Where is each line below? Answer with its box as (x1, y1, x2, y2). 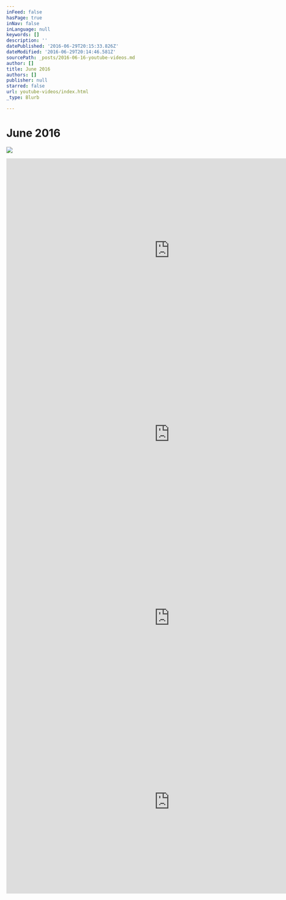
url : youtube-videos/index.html (6, 89, 89, 95)
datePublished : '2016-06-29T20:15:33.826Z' (6, 43, 119, 50)
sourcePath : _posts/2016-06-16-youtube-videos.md (6, 55, 136, 61)
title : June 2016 (6, 66, 51, 72)
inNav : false (6, 20, 40, 26)
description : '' (6, 37, 48, 43)
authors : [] (6, 72, 37, 78)
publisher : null (6, 77, 48, 83)
